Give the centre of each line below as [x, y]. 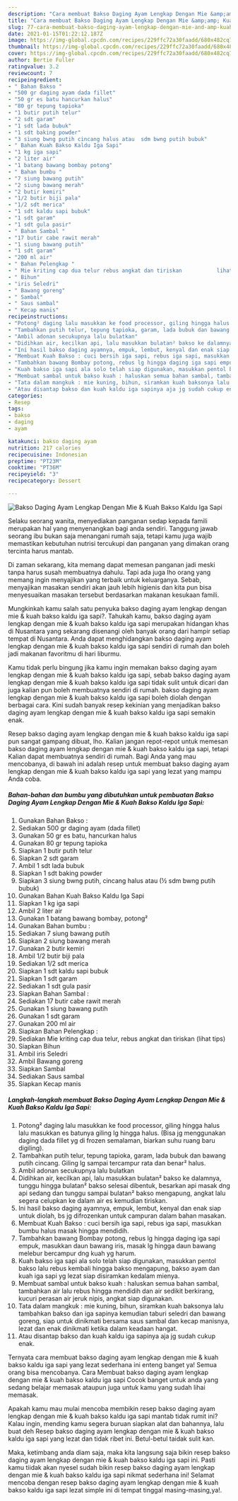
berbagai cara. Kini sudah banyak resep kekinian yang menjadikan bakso [114, 704]
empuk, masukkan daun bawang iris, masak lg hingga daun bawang [117, 1245]
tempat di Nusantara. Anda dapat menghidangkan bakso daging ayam [110, 639]
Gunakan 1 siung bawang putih [63, 1008]
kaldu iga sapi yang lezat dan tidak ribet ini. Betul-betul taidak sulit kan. [112, 1439]
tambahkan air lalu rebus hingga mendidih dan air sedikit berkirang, [116, 1291]
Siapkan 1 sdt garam [48, 978]
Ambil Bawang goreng [50, 1061]
